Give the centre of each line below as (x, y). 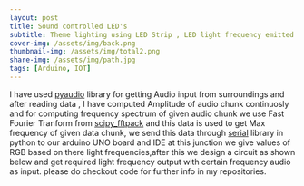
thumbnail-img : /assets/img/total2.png (85, 52)
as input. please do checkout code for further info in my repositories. (138, 171)
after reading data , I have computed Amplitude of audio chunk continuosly (149, 103)
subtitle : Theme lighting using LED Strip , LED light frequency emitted (152, 34)
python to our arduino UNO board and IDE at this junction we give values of (150, 142)
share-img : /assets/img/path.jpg (73, 60)
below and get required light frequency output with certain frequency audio (150, 162)
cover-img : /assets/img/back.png (73, 43)
